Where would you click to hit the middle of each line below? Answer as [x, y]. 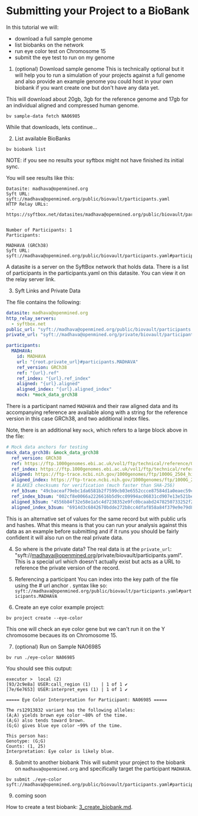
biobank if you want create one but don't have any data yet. [87, 87]
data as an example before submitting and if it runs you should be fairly [93, 531]
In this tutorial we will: [32, 27]
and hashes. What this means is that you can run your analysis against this [97, 525]
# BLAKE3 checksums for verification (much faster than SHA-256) [93, 486]
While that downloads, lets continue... [52, 127]
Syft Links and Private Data [47, 291]
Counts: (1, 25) [26, 746]
